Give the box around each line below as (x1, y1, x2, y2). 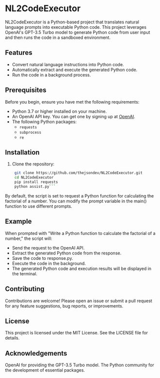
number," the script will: (5, 235, 52, 241)
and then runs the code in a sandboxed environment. (5, 35, 111, 40)
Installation (5, 148, 40, 156)
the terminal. (12, 270, 38, 276)
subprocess (19, 130, 42, 135)
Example (5, 217, 32, 226)
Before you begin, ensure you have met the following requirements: (5, 99, 140, 105)
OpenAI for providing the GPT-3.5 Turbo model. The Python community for (5, 362, 154, 368)
